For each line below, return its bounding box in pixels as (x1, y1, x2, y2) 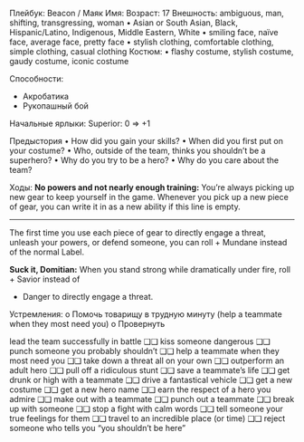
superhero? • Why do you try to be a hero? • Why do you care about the (9, 155, 279, 166)
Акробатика (22, 91, 70, 101)
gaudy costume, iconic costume (9, 56, 129, 66)
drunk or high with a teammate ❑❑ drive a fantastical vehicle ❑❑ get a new (9, 375, 292, 385)
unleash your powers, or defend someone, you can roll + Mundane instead (9, 237, 288, 247)
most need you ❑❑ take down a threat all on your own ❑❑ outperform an (9, 355, 285, 366)
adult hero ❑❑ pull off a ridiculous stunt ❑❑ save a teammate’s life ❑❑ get (9, 365, 290, 375)
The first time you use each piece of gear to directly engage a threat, (9, 227, 267, 238)
